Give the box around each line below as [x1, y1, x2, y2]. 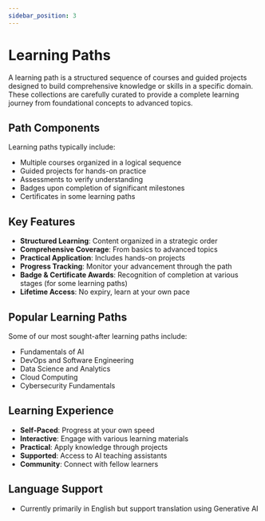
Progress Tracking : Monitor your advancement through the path [19, 261, 233, 272]
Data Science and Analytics [19, 364, 111, 373]
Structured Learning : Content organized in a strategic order [19, 237, 218, 246]
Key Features [8, 215, 76, 229]
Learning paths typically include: [8, 142, 116, 152]
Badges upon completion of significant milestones [19, 183, 185, 193]
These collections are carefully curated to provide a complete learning [8, 89, 239, 99]
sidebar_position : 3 [8, 11, 77, 20]
